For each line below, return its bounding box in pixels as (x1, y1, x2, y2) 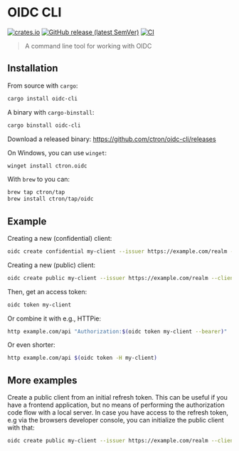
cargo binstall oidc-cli (7, 122, 81, 129)
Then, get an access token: (7, 287, 87, 296)
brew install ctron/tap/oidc (7, 195, 94, 203)
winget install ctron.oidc (7, 162, 87, 170)
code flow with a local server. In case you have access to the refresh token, (7, 408, 229, 417)
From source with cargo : (7, 81, 78, 90)
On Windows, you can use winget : (7, 148, 107, 157)
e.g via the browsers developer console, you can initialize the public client (7, 416, 224, 425)
